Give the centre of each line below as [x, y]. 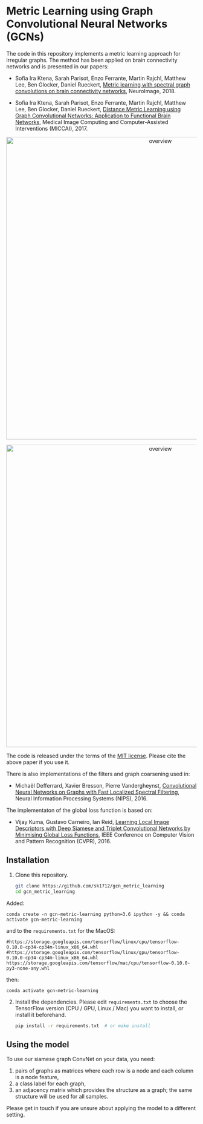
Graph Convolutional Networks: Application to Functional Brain [93, 116]
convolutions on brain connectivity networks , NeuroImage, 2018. [95, 91]
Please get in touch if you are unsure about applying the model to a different [101, 1108]
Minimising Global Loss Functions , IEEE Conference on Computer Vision [105, 835]
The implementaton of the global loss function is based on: [79, 810]
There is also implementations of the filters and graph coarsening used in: [98, 774]
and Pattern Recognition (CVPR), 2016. [63, 841]
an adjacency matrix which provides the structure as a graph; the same [103, 1090]
